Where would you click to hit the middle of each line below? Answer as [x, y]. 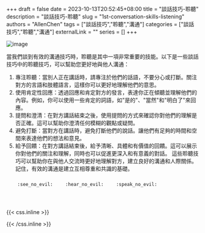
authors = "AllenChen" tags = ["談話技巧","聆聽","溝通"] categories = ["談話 [100, 24]
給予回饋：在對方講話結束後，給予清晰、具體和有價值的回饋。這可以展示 [106, 146]
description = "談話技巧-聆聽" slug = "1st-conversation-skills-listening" [95, 16]
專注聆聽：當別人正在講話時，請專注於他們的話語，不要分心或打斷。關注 [106, 77]
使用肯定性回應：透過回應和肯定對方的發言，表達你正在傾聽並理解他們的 [106, 92]
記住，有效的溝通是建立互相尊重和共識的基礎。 [74, 169]
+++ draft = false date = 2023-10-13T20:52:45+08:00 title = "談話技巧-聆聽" [103, 9]
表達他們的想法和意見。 [56, 138]
